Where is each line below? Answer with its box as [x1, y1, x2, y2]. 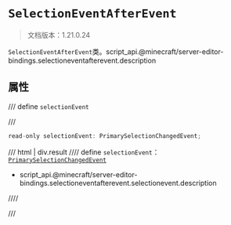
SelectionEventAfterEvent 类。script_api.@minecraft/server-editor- [8, 46, 224, 56]
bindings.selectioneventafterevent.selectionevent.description [19, 178, 217, 187]
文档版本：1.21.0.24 [27, 30, 91, 39]
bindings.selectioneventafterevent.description [8, 56, 157, 65]
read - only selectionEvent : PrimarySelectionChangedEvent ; [8, 132, 201, 140]
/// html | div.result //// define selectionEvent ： [8, 147, 160, 157]
